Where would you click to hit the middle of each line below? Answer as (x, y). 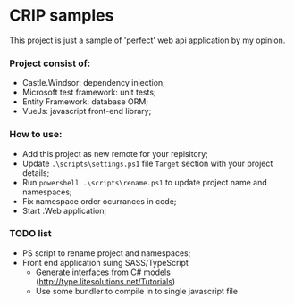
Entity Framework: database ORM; (85, 102)
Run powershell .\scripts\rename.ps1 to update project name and (145, 182)
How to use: (36, 135)
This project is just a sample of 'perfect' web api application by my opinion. (147, 40)
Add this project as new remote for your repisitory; (115, 153)
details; (36, 173)
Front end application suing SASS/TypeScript (105, 262)
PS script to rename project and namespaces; (106, 253)
